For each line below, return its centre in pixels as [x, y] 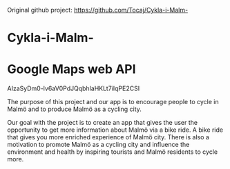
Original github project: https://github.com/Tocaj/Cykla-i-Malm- [98, 10]
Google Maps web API [71, 69]
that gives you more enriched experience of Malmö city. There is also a [108, 137]
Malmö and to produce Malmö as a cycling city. [74, 109]
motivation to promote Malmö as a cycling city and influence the [98, 145]
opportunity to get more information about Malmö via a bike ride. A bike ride [115, 130]
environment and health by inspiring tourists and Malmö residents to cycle [113, 152]
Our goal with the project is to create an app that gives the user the [103, 123]
